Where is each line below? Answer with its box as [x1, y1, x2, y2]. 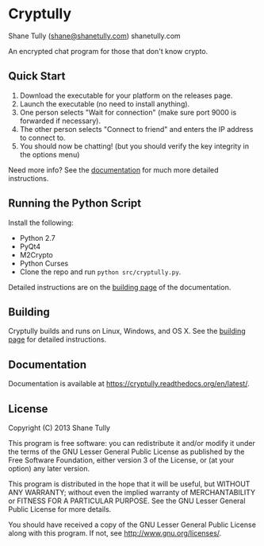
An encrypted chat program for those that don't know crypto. [8, 46, 209, 56]
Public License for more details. [8, 505, 112, 513]
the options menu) [19, 149, 80, 159]
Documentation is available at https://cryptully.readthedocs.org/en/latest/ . [8, 379, 250, 389]
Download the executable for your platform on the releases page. [19, 91, 233, 100]
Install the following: [8, 218, 74, 227]
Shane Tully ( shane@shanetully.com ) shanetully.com [8, 31, 181, 41]
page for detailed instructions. [8, 335, 107, 344]
